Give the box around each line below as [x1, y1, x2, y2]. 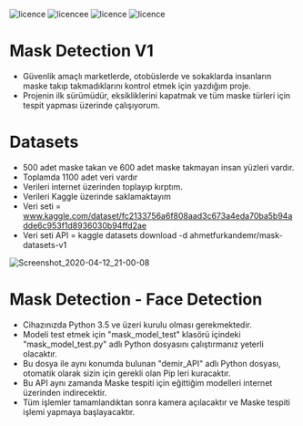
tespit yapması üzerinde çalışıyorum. [22, 99, 161, 110]
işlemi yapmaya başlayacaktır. [22, 406, 136, 417]
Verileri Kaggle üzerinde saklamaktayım [22, 191, 171, 202]
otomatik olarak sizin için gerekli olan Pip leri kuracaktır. [22, 368, 231, 379]
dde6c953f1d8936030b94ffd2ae [22, 220, 147, 231]
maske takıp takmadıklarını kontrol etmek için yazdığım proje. [22, 80, 252, 91]
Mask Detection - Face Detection [9, 289, 263, 310]
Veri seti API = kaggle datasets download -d [22, 229, 188, 241]
